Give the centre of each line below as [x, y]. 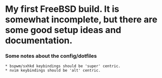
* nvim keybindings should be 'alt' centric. [53, 71]
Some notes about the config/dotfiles [51, 56]
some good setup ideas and [63, 30]
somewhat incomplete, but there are [81, 19]
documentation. [39, 41]
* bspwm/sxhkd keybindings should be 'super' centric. [63, 66]
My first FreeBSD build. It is [62, 9]
